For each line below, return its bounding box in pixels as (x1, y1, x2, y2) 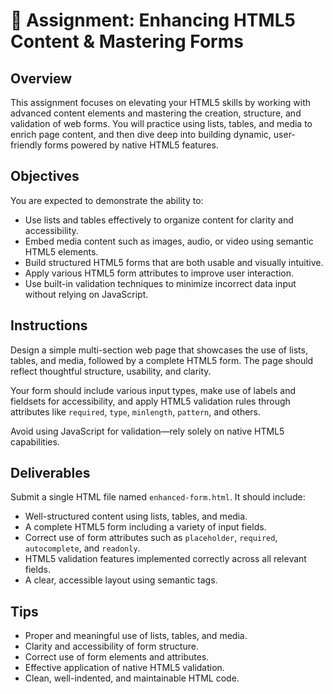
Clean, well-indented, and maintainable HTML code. (24, 672, 240, 684)
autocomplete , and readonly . (24, 542, 141, 554)
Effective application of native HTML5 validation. (24, 662, 225, 674)
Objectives (10, 168, 80, 185)
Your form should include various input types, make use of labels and (10, 384, 296, 396)
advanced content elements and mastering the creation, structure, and (10, 107, 302, 119)
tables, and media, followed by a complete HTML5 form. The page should (10, 354, 314, 366)
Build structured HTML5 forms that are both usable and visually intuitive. (24, 256, 324, 268)
